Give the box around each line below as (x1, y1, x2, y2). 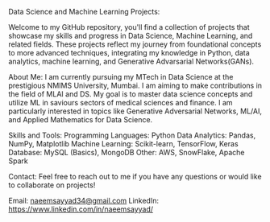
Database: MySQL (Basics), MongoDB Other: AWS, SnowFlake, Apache (8, 148, 245, 157)
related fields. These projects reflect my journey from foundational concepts (8, 39, 262, 49)
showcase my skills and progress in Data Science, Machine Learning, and (8, 31, 253, 40)
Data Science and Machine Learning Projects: (8, 7, 160, 16)
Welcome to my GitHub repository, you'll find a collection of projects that (8, 23, 250, 31)
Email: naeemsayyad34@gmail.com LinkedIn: (8, 196, 160, 205)
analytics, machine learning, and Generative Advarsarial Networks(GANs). (8, 56, 255, 66)
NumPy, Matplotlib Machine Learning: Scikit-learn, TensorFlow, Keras (8, 139, 239, 148)
